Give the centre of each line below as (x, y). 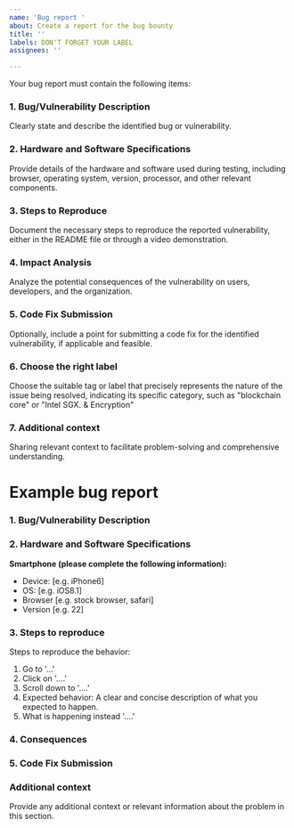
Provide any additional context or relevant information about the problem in (147, 807)
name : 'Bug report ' (48, 17)
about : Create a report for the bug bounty (91, 26)
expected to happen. (60, 706)
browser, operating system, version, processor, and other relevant (131, 178)
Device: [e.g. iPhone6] (63, 580)
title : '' (28, 34)
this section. (32, 816)
